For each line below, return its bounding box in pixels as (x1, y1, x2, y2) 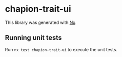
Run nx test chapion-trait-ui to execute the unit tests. (5, 46, 118, 52)
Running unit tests (5, 34, 62, 42)
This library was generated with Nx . (5, 19, 77, 25)
